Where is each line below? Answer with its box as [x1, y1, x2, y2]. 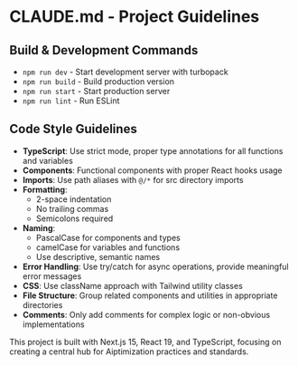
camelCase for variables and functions [35, 242, 181, 253]
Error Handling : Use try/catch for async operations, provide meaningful [22, 261, 289, 272]
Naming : [22, 222, 56, 233]
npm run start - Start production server [22, 86, 171, 96]
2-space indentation [35, 193, 112, 205]
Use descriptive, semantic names [35, 251, 161, 262]
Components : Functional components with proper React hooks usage [22, 165, 283, 176]
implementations [22, 319, 85, 330]
